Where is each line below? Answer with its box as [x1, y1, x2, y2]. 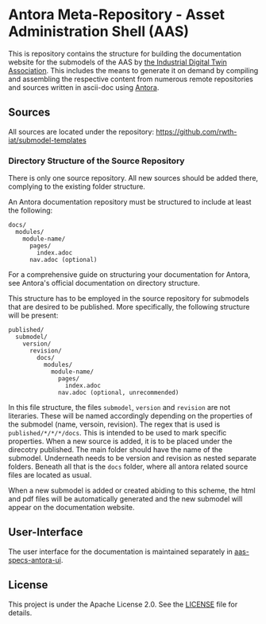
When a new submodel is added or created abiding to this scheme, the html [8, 486, 256, 495]
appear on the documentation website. [8, 503, 135, 513]
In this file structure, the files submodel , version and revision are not [8, 403, 231, 412]
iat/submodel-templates [8, 135, 87, 145]
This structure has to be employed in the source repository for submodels [8, 294, 249, 303]
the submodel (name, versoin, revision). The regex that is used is [8, 419, 221, 429]
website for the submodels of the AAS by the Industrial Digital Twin [8, 57, 228, 67]
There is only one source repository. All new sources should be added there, [8, 174, 259, 183]
